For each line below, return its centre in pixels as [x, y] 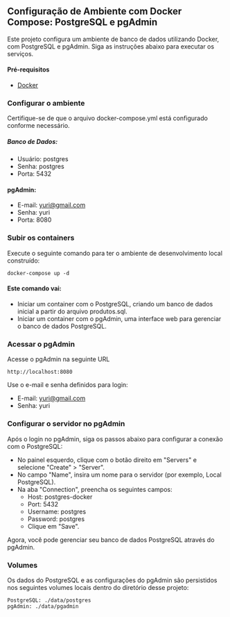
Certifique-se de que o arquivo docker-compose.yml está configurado [107, 118]
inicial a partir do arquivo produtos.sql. [72, 311]
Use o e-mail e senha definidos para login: [68, 385]
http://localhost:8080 [40, 372]
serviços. [20, 54]
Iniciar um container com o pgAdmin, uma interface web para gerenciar [119, 318]
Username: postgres [57, 511]
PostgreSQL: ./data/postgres [49, 600]
